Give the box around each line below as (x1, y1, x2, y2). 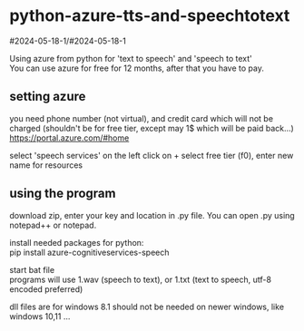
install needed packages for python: (9, 237, 144, 248)
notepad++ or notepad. (9, 219, 97, 230)
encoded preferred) (9, 283, 83, 295)
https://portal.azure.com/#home (9, 132, 130, 143)
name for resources (9, 160, 83, 170)
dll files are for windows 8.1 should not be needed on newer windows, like (9, 301, 284, 312)
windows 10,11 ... (9, 310, 71, 322)
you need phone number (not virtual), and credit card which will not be (9, 112, 274, 123)
